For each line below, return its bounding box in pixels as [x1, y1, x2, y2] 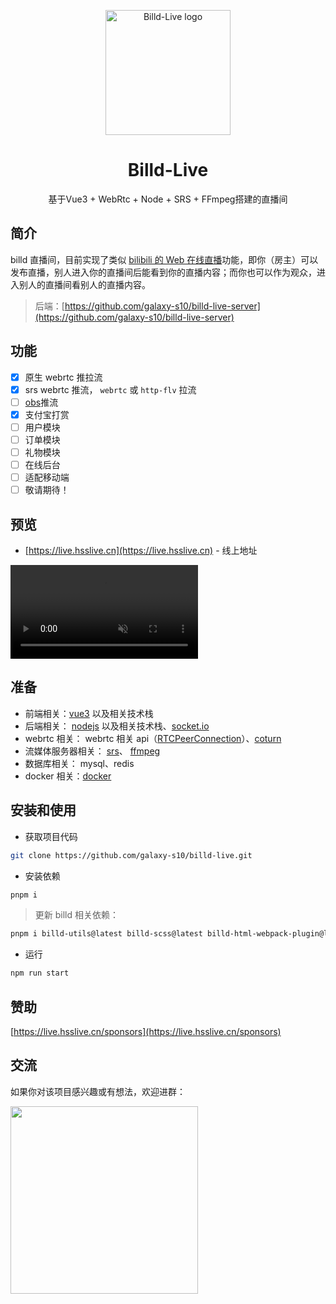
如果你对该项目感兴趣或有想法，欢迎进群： [10, 1085, 186, 1097]
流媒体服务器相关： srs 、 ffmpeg [24, 745, 161, 757]
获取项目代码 [24, 830, 78, 842]
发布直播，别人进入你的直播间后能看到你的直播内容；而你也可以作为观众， [10, 266, 317, 278]
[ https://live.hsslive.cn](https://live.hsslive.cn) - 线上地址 [24, 545, 258, 556]
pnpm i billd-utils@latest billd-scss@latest [10, 929, 203, 939]
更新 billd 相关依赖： [34, 909, 119, 921]
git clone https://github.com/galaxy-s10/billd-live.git [10, 850, 253, 860]
